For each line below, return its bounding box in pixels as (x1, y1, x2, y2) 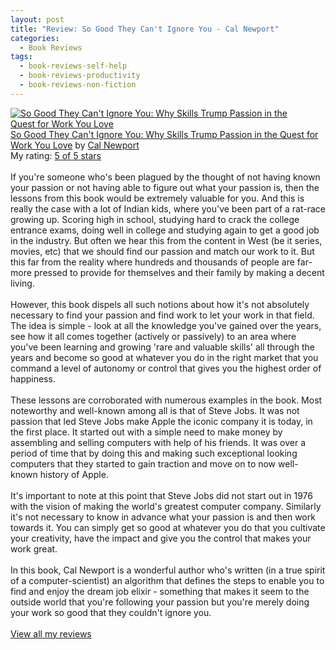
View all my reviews (10, 627, 92, 640)
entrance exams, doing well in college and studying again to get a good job (10, 224, 320, 236)
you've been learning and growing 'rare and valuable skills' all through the (10, 341, 315, 353)
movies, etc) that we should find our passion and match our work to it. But (10, 245, 315, 257)
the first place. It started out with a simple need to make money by (10, 426, 283, 438)
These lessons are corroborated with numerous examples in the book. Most (10, 394, 323, 406)
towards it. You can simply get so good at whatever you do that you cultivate (10, 521, 326, 533)
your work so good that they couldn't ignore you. (10, 606, 212, 618)
